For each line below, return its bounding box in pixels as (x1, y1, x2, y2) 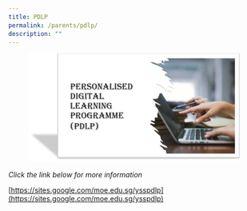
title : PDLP (8, 13, 48, 21)
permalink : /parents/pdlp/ (8, 21, 98, 30)
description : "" (8, 30, 62, 38)
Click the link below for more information (8, 170, 142, 180)
